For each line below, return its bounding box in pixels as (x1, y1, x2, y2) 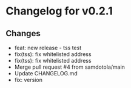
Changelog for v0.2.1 (5, 4, 113, 18)
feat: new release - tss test (14, 44, 82, 51)
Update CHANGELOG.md (14, 70, 78, 77)
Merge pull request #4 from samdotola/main (14, 63, 126, 71)
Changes (5, 28, 41, 39)
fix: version (14, 77, 43, 83)
